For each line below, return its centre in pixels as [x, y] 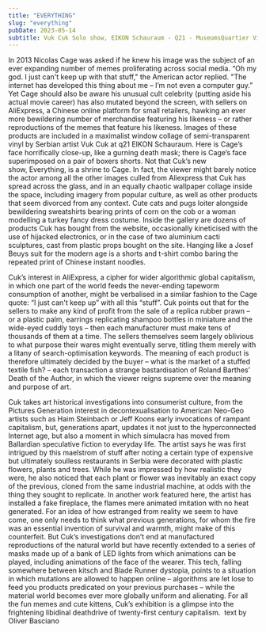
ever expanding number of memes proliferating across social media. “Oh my [133, 69]
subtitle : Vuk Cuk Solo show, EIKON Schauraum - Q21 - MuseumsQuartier [129, 38]
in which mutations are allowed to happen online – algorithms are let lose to [131, 579]
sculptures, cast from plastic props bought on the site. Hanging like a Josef [131, 246]
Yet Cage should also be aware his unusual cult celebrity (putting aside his [130, 94]
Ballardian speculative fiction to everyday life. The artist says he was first [127, 444]
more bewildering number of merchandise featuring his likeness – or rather [130, 119]
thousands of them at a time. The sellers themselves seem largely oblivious [131, 337]
